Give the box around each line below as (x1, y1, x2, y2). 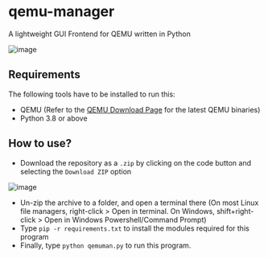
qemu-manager (8, 2, 115, 21)
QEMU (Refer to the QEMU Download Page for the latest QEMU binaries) (19, 104, 261, 114)
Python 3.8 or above (19, 113, 88, 123)
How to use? (8, 137, 72, 150)
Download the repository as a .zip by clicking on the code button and (19, 158, 252, 167)
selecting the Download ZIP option (19, 166, 132, 176)
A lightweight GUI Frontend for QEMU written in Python (8, 29, 191, 39)
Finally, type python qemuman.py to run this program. (19, 240, 192, 250)
